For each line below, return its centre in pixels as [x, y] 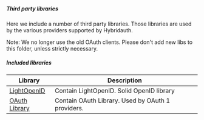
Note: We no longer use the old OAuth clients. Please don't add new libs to [100, 42]
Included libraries [29, 62]
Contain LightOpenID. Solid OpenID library [114, 90]
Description [125, 80]
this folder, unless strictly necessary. [52, 48]
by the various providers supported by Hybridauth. [70, 30]
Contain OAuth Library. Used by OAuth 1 [112, 101]
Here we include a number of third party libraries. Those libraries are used [99, 24]
